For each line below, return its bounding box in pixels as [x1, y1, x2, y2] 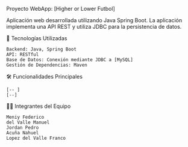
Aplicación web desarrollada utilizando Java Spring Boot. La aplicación [6, 17, 183, 23]
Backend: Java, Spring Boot [6, 46, 77, 52]
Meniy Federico [6, 114, 45, 120]
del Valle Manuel [6, 119, 50, 125]
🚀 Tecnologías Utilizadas [6, 35, 67, 41]
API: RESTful [6, 52, 39, 58]
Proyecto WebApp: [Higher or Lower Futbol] [6, 5, 116, 12]
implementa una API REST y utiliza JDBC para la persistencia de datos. [6, 23, 182, 30]
